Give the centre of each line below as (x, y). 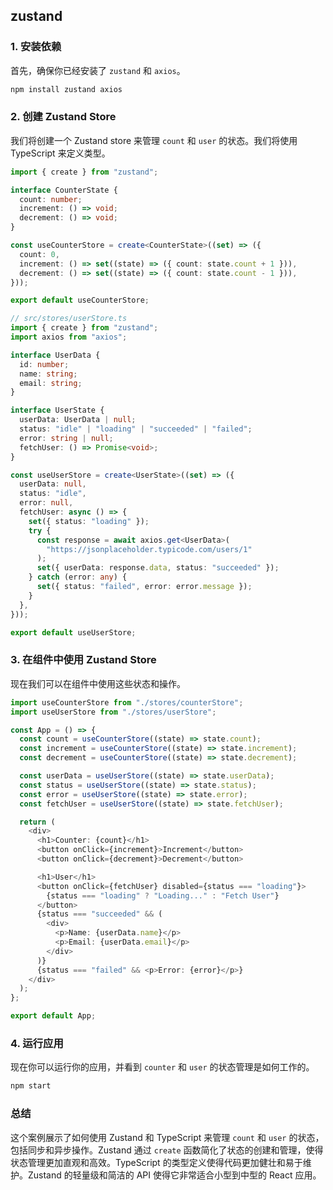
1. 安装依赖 (36, 47)
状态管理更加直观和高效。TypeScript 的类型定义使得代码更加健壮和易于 (156, 1162)
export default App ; (53, 1016)
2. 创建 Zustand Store (63, 117)
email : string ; (51, 383)
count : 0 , (39, 254)
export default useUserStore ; (73, 632)
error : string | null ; (66, 438)
